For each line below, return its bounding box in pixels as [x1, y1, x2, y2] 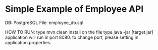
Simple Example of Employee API [5, 3, 144, 15]
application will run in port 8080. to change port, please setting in [5, 34, 139, 40]
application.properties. [5, 39, 52, 45]
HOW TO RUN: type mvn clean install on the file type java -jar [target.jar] [5, 29, 154, 35]
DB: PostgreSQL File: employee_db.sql [5, 20, 84, 25]
